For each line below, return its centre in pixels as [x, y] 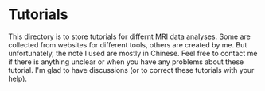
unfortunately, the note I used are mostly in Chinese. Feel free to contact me [133, 53]
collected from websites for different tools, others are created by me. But [128, 44]
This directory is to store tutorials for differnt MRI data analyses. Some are [129, 36]
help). [18, 78]
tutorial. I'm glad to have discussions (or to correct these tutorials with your [131, 70]
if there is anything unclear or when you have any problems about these [126, 62]
